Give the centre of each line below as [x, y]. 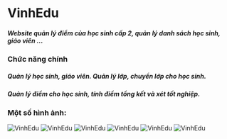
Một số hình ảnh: [37, 113]
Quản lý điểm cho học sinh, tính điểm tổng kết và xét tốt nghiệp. [104, 94]
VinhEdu [33, 13]
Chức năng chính [38, 60]
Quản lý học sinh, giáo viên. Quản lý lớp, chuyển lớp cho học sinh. [107, 76]
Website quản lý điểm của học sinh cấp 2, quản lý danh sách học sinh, [114, 33]
